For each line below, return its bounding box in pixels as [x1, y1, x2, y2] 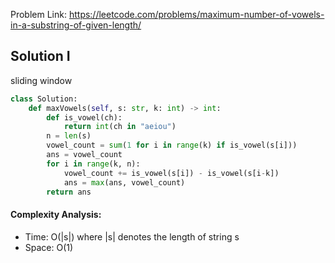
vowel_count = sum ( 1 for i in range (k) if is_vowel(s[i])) [46, 140, 298, 151]
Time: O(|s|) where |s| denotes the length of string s [24, 230, 240, 243]
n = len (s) [46, 131, 92, 141]
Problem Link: [10, 9, 67, 20]
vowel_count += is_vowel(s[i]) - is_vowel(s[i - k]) [63, 168, 280, 178]
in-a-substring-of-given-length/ [10, 19, 142, 31]
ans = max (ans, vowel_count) [63, 177, 186, 188]
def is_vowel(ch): [46, 112, 123, 123]
